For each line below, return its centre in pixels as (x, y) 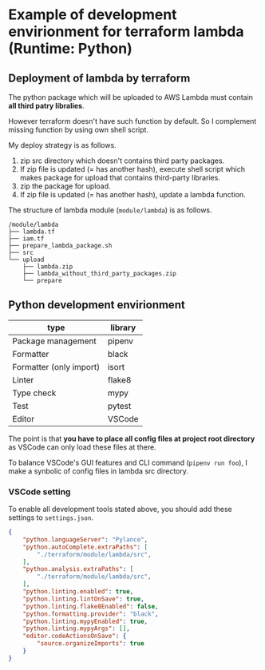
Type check (34, 393)
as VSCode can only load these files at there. (83, 447)
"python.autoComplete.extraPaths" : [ (85, 547)
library (123, 327)
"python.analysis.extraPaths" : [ (78, 569)
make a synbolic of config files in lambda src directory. (99, 471)
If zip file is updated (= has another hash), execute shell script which (132, 169)
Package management (55, 341)
